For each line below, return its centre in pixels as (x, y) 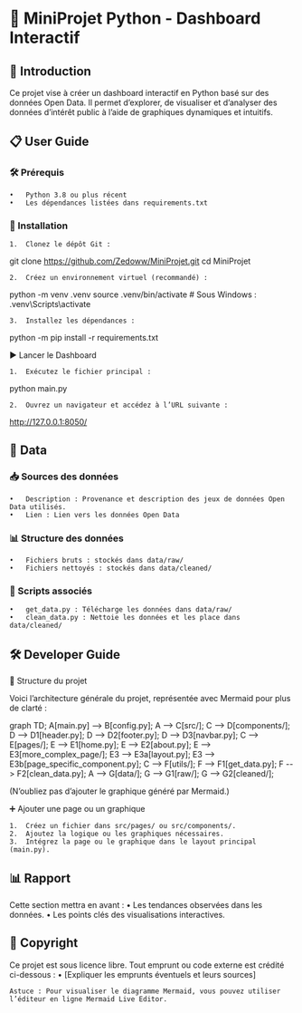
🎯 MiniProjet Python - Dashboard (135, 19)
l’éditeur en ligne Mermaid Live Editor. (89, 999)
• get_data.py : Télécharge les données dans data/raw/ (121, 610)
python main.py (38, 388)
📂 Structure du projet (48, 681)
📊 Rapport (40, 878)
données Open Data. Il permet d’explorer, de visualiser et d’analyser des (143, 102)
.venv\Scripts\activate (50, 304)
